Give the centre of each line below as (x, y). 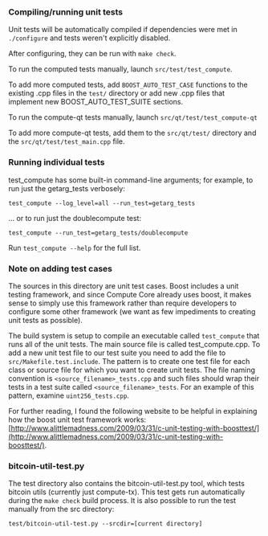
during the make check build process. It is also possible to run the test (122, 501)
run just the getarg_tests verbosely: (67, 188)
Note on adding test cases (60, 268)
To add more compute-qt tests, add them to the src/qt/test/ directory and (132, 133)
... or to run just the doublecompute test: (75, 218)
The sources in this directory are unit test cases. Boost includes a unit (124, 286)
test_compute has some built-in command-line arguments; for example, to (131, 180)
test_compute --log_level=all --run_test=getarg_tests (102, 203)
